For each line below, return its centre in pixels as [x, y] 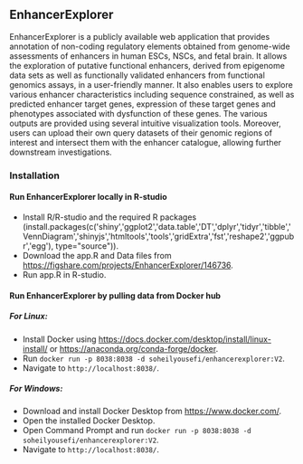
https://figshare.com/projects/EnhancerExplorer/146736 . [128, 265]
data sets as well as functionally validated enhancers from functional [137, 75]
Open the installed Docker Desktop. [89, 421]
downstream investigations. [61, 152]
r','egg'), [38, 246]
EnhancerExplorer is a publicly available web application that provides [140, 36]
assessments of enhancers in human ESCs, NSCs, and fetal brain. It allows [148, 56]
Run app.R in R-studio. [64, 274]
